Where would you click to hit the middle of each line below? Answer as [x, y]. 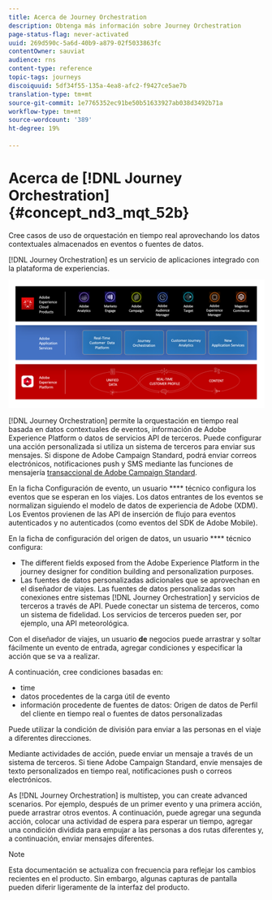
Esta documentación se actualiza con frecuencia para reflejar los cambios [132, 870]
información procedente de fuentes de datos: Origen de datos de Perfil [139, 705]
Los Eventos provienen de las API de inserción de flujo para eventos [122, 514]
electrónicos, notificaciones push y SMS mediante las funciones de [121, 464]
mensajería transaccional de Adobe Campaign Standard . [103, 472]
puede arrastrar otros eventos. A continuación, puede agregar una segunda [135, 812]
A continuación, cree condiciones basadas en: [86, 672]
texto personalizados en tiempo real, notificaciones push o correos [121, 771]
